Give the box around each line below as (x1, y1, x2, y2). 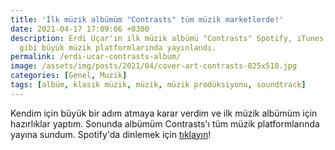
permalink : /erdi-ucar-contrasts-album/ (10, 52, 182, 62)
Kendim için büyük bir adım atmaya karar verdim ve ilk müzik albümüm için (10, 107, 318, 119)
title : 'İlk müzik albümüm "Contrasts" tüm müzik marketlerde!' (10, 14, 284, 25)
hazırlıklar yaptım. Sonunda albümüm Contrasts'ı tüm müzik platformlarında (10, 117, 320, 130)
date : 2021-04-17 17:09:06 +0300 (10, 24, 150, 34)
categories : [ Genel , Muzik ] (10, 71, 128, 81)
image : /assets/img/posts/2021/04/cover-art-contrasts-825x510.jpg (10, 61, 298, 71)
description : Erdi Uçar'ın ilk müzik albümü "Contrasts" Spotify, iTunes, (10, 33, 329, 43)
